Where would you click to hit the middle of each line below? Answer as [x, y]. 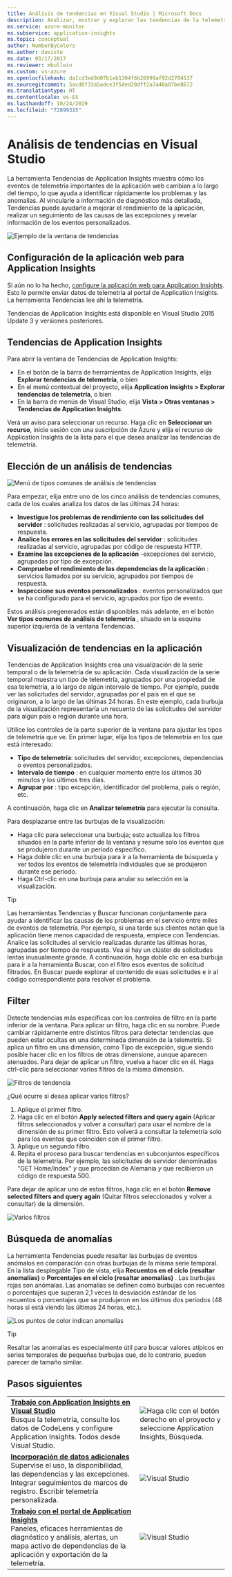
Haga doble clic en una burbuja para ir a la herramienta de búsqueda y [118, 856]
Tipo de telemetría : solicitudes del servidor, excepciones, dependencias [120, 757]
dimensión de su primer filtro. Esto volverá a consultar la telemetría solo [119, 1131]
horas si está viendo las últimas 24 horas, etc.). [74, 1307]
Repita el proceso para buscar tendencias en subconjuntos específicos [118, 1153]
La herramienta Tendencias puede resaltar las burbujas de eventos [102, 1255]
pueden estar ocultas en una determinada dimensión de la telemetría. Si [109, 1040]
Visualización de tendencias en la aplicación [105, 648]
